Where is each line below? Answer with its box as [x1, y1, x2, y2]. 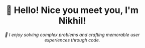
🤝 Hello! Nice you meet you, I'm [6, 4, 139, 16]
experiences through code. [44, 37, 100, 43]
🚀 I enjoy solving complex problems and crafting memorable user [5, 31, 140, 37]
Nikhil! [58, 15, 86, 26]
